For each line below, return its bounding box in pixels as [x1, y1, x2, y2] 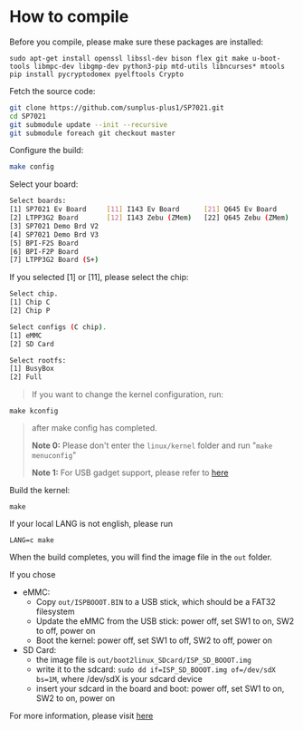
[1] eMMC [9, 331, 43, 340]
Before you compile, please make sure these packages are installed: [9, 36, 264, 47]
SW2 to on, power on [35, 693, 116, 704]
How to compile [9, 6, 129, 27]
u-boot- [251, 54, 281, 63]
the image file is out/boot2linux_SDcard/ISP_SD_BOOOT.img [35, 655, 251, 666]
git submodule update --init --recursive [9, 120, 168, 129]
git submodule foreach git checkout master [9, 129, 176, 138]
